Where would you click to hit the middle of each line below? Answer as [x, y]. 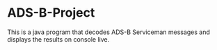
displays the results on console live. [58, 39]
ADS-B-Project [51, 13]
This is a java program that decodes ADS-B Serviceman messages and [109, 32]
